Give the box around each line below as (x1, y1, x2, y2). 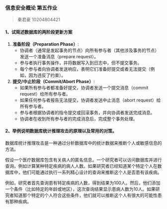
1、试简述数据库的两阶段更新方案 (5, 29, 73, 35)
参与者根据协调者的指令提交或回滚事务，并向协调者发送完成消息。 (19, 109, 155, 115)
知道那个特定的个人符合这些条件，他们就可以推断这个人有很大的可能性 (13, 192, 158, 198)
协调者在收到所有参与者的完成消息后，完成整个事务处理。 (19, 115, 138, 121)
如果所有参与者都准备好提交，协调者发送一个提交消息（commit (19, 85, 149, 91)
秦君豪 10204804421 (17, 16, 61, 23)
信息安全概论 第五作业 (5, 4, 58, 11)
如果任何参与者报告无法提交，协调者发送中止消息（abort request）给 (19, 97, 161, 103)
